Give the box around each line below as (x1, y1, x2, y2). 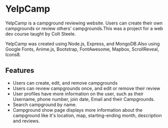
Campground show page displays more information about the (12, 107, 142, 113)
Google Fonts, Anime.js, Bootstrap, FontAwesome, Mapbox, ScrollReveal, (5, 46, 159, 52)
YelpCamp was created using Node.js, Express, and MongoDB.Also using (5, 40, 160, 46)
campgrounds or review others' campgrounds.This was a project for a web (5, 25, 163, 31)
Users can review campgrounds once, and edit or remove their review (12, 85, 160, 91)
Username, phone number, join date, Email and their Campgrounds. (12, 96, 155, 102)
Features (5, 66, 34, 75)
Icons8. (5, 52, 22, 58)
